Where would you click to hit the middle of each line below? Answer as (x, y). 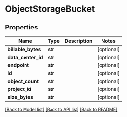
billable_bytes (24, 49)
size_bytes (20, 97)
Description (78, 41)
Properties (22, 27)
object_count (23, 81)
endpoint (18, 65)
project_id (20, 89)
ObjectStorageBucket (50, 9)
